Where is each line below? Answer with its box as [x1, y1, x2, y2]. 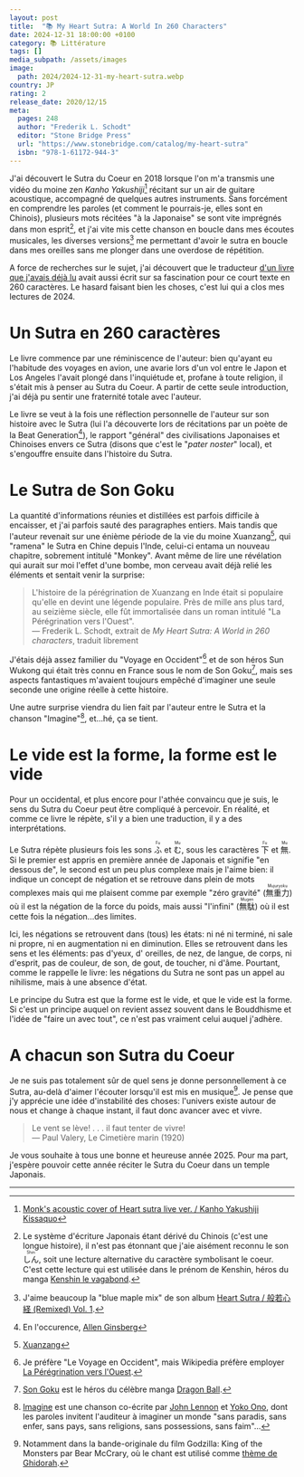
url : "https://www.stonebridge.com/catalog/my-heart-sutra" [17, 139, 249, 148]
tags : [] [9, 47, 43, 56]
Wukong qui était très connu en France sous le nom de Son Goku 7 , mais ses [9, 663, 293, 676]
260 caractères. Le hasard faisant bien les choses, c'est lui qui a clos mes [9, 281, 285, 292]
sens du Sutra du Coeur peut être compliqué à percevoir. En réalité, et [9, 803, 270, 815]
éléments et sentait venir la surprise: [9, 569, 146, 580]
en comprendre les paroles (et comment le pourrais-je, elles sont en [9, 203, 263, 214]
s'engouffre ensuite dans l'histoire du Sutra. [9, 449, 173, 460]
